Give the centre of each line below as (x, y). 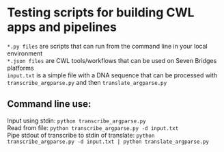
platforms (20, 68)
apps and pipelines (62, 27)
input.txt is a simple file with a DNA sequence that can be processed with (112, 75)
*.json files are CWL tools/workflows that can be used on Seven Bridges (112, 60)
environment (25, 53)
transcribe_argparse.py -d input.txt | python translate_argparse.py (108, 142)
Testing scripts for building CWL (101, 13)
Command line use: (49, 104)
